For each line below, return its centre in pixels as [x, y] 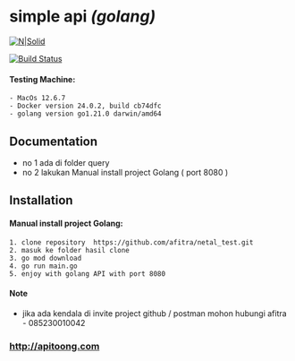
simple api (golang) [83, 17]
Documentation [54, 141]
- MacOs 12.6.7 [38, 99]
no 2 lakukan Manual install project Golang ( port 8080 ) [125, 172]
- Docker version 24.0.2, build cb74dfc [86, 106]
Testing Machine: [42, 79]
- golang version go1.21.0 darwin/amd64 [86, 114]
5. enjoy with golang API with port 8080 [88, 274]
